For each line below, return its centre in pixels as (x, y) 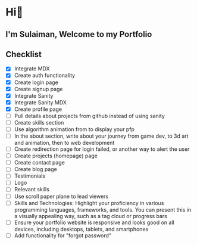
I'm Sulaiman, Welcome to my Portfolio (79, 34)
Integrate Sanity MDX (40, 102)
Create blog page (35, 169)
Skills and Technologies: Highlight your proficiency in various (89, 203)
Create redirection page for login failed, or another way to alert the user (102, 149)
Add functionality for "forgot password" (62, 235)
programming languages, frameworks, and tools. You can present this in (103, 210)
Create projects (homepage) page (56, 156)
